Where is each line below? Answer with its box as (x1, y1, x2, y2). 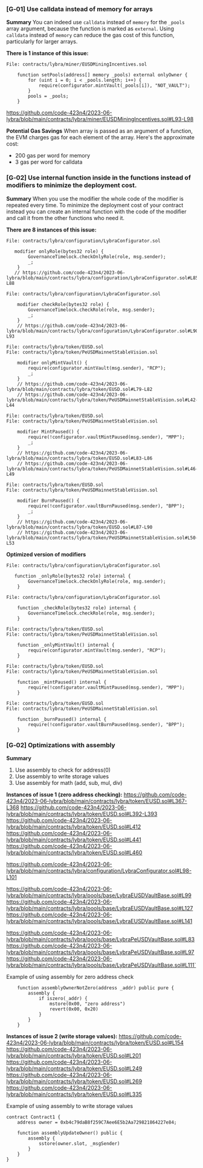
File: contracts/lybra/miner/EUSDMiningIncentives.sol (6, 61, 147, 68)
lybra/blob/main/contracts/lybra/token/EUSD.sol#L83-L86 (6, 455, 153, 461)
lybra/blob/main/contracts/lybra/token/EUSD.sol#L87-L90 (6, 524, 153, 530)
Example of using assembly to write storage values (6, 1102, 134, 1109)
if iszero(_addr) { (38, 995, 88, 1001)
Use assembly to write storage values (14, 772, 109, 780)
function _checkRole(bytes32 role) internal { (17, 605, 137, 611)
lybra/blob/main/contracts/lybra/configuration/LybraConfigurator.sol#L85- (6, 275, 201, 281)
